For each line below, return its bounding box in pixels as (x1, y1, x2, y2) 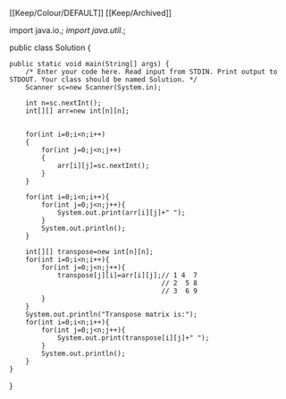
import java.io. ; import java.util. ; (9, 25, 126, 35)
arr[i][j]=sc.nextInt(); (56, 161, 150, 170)
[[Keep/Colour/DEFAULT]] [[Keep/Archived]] (9, 8, 172, 18)
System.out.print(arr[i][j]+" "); (56, 208, 186, 217)
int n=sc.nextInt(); (25, 98, 102, 107)
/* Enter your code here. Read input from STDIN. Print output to (25, 67, 278, 76)
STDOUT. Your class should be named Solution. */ (9, 75, 198, 84)
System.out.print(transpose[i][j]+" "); (56, 334, 210, 343)
